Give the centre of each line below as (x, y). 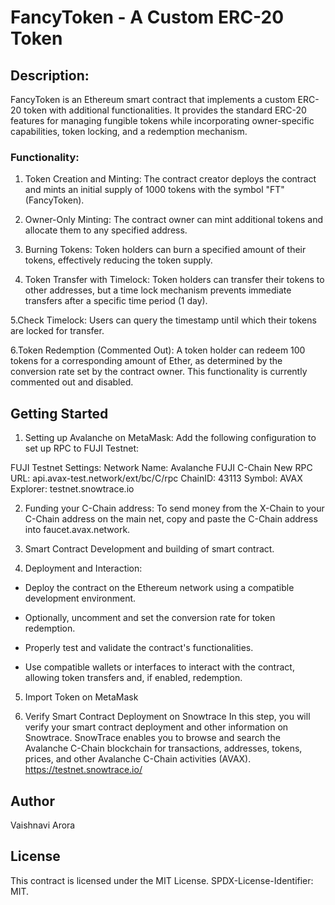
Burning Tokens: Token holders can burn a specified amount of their (165, 250)
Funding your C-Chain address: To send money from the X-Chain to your (174, 508)
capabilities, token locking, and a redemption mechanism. (129, 131)
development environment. (80, 598)
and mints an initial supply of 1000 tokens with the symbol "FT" (154, 190)
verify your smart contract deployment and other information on (156, 727)
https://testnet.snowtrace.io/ (83, 770)
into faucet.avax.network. (77, 530)
